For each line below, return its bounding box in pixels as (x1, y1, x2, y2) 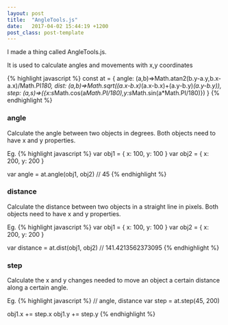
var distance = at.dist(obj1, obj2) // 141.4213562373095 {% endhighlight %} (7, 244, 220, 252)
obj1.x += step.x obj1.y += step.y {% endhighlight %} (7, 310, 156, 318)
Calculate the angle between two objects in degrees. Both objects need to (7, 129, 216, 137)
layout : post (7, 10, 45, 17)
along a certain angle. (7, 283, 68, 291)
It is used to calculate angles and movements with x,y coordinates (7, 61, 193, 69)
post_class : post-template (7, 29, 84, 36)
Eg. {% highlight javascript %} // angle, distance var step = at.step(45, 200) (7, 297, 220, 305)
